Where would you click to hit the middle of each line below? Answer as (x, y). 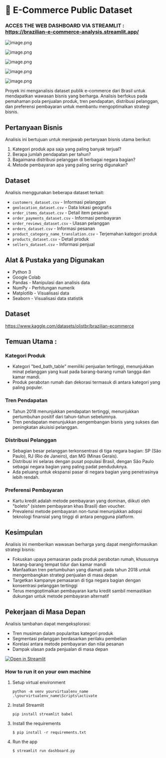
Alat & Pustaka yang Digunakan (55, 260)
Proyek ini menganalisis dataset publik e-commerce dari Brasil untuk (75, 91)
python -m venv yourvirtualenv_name (50, 692)
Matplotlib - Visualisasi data (41, 293)
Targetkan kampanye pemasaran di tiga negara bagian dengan (76, 580)
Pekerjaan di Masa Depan (45, 612)
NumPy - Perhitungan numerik (43, 288)
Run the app (25, 742)
